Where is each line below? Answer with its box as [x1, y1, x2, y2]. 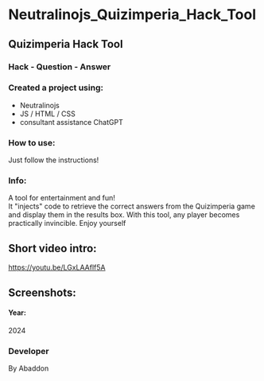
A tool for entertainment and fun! [8, 193, 115, 203]
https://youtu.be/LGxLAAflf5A [8, 262, 106, 272]
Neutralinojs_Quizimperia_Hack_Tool [8, 6, 257, 24]
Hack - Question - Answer [8, 61, 111, 72]
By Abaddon [8, 364, 49, 373]
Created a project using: [8, 82, 103, 93]
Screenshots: [8, 286, 77, 299]
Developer [8, 345, 49, 356]
